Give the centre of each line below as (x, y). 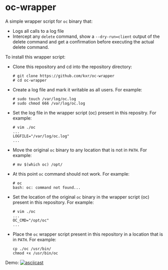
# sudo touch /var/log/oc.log (44, 99)
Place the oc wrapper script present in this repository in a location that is (88, 234)
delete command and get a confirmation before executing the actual (83, 41)
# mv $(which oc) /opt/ (38, 165)
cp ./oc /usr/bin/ (32, 249)
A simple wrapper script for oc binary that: (49, 21)
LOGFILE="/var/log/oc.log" (41, 136)
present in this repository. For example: (53, 202)
